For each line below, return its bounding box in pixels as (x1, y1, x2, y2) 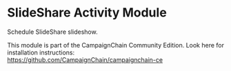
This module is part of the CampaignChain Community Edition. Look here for (7, 41, 225, 49)
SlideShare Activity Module (7, 5, 167, 21)
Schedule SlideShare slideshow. (7, 28, 98, 36)
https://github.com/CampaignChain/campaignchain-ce (7, 55, 163, 63)
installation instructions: (7, 48, 75, 57)
